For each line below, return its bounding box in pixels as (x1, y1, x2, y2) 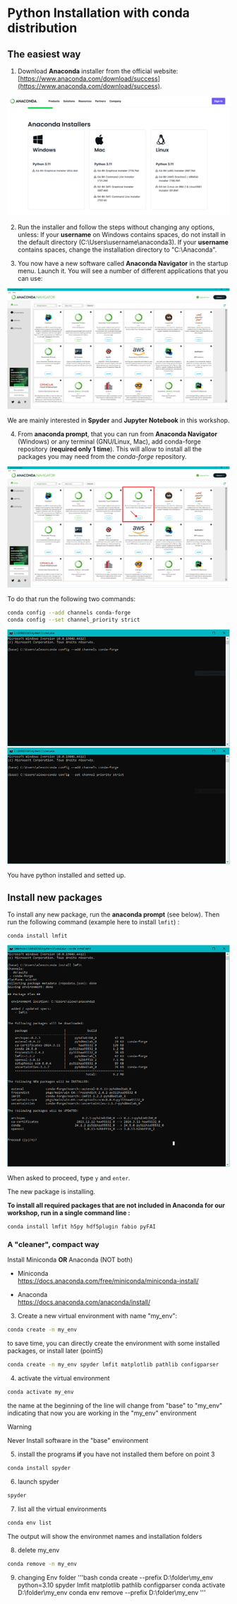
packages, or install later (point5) (7, 1347, 104, 1355)
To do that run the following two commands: (7, 594, 136, 603)
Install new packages (7, 891, 103, 903)
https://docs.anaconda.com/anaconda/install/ (17, 1298, 151, 1306)
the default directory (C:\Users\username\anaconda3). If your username (17, 238, 229, 247)
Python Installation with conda (7, 5, 190, 21)
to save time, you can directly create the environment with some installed (7, 1339, 220, 1348)
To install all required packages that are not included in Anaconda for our (7, 1201, 226, 1210)
